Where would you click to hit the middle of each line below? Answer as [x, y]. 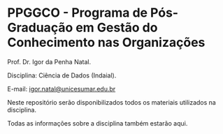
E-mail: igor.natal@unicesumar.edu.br [62, 89]
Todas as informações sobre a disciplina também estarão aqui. [98, 123]
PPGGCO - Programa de [78, 13]
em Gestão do [117, 28]
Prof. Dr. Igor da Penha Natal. [49, 61]
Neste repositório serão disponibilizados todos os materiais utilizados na [112, 102]
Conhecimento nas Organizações [106, 43]
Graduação [40, 28]
